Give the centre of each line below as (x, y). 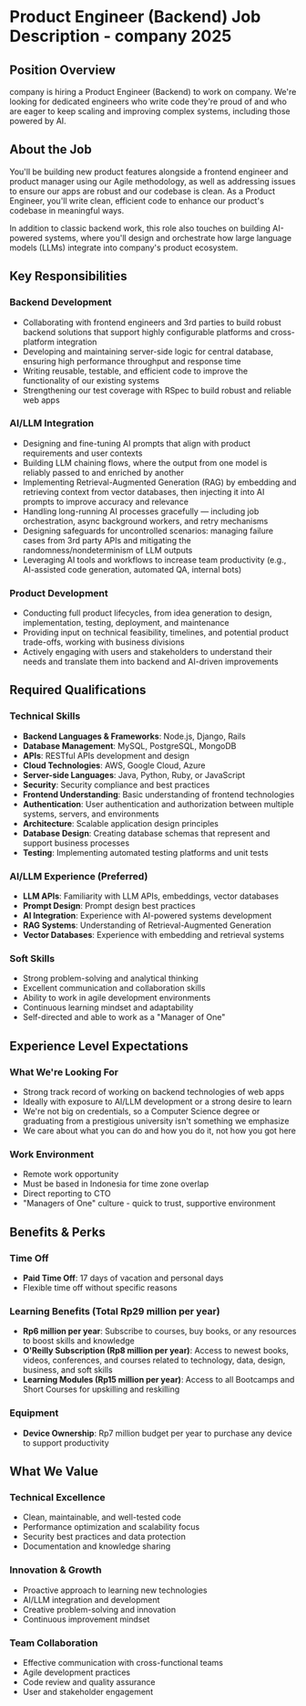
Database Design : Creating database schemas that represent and (146, 833)
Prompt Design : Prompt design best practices (109, 906)
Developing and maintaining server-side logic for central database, (148, 351)
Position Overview (63, 70)
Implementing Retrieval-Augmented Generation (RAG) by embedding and (159, 482)
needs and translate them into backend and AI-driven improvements (151, 662)
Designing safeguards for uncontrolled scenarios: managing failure (148, 531)
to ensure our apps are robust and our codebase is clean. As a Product (143, 191)
